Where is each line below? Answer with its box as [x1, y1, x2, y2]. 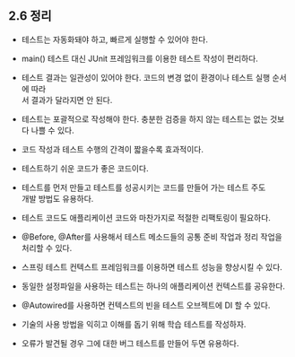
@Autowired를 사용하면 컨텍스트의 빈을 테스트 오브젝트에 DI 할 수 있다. [21, 300, 271, 310]
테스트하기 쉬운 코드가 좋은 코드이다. [21, 162, 149, 173]
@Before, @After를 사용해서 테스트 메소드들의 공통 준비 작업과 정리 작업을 [21, 231, 283, 242]
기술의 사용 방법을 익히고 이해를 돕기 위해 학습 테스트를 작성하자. [21, 318, 247, 329]
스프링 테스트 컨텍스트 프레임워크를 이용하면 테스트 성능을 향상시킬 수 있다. [21, 261, 283, 272]
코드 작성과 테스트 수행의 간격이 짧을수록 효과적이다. [21, 144, 204, 154]
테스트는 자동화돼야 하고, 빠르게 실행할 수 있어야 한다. [21, 34, 208, 45]
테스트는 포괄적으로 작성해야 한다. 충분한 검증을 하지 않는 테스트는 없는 [21, 113, 268, 124]
